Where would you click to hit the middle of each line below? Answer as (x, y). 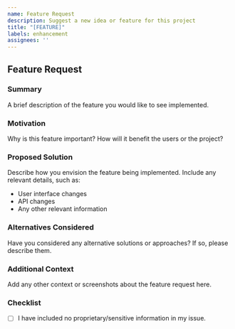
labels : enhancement (38, 34)
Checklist (24, 303)
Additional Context (41, 269)
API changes (36, 201)
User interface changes (52, 194)
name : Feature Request (41, 14)
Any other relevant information (62, 209)
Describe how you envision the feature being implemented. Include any (112, 173)
